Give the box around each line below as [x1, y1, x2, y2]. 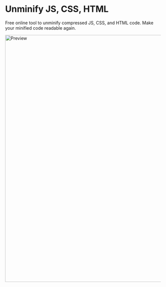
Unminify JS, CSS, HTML [5, 3, 109, 15]
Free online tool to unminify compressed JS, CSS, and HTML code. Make [5, 20, 154, 26]
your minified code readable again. [5, 25, 76, 31]
